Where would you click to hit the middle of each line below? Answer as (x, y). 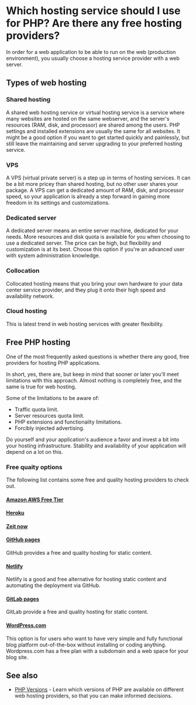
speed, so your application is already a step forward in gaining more (88, 196)
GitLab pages (23, 599)
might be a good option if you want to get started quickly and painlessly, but (98, 137)
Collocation (23, 271)
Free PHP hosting (38, 342)
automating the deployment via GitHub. (53, 585)
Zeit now (17, 526)
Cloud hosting (27, 311)
